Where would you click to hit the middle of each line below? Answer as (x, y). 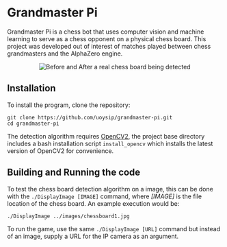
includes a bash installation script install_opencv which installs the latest (110, 143)
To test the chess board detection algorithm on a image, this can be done (110, 189)
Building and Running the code (74, 173)
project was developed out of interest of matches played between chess (109, 46)
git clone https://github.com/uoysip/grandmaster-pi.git (90, 117)
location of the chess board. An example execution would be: (93, 203)
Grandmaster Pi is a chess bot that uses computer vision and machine (106, 32)
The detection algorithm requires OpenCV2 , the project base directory (106, 136)
